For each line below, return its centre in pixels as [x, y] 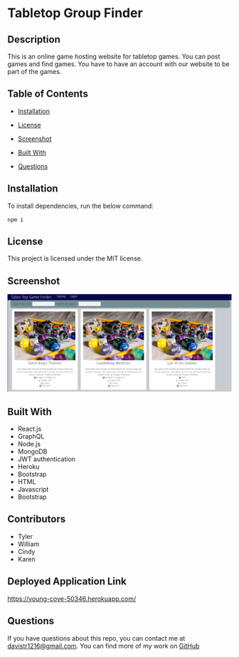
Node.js [29, 444]
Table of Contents [48, 94]
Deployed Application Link [67, 582]
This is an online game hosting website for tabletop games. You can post [114, 56]
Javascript [33, 490]
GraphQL [31, 436]
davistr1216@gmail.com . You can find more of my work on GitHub [103, 646]
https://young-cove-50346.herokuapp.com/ [72, 599]
